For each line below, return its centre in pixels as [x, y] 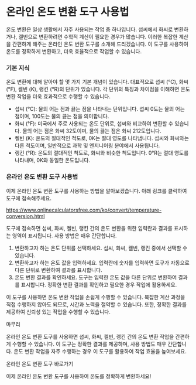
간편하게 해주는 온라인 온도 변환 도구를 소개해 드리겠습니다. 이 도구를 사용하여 [100, 44]
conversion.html [25, 216]
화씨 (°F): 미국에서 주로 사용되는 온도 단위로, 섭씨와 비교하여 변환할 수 [94, 124]
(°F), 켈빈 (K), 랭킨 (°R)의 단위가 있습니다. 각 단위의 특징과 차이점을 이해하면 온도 [98, 89]
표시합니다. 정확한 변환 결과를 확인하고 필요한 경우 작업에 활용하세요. [99, 284]
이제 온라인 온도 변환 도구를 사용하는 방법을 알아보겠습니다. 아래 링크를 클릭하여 [97, 190]
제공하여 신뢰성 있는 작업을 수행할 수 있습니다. [59, 312]
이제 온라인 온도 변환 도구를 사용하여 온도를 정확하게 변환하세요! [79, 376]
